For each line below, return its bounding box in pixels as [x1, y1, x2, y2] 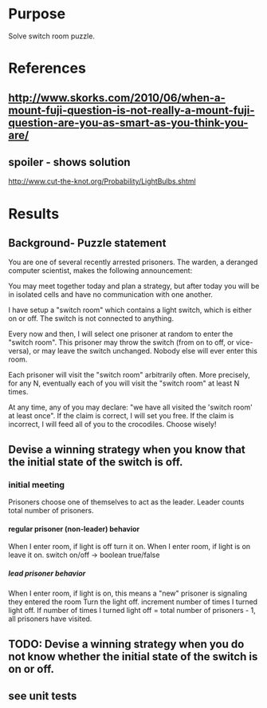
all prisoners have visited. [8, 614, 92, 623]
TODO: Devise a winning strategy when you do [8, 637, 245, 651]
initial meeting [8, 479, 65, 490]
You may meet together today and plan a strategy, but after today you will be [8, 281, 260, 291]
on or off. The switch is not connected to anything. [8, 314, 174, 323]
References [8, 59, 86, 77]
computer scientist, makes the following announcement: [8, 266, 193, 275]
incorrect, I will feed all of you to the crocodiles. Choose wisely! [8, 420, 217, 429]
